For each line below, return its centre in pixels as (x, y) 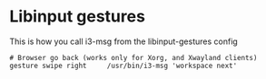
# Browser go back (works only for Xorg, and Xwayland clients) (133, 57)
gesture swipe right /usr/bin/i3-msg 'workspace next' (123, 66)
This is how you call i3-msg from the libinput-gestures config (123, 41)
